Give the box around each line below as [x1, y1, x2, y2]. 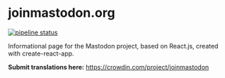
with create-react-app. [8, 49, 74, 58]
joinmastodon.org [8, 5, 115, 21]
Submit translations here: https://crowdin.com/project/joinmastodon [8, 63, 209, 71]
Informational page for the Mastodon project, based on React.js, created [8, 41, 219, 50]
